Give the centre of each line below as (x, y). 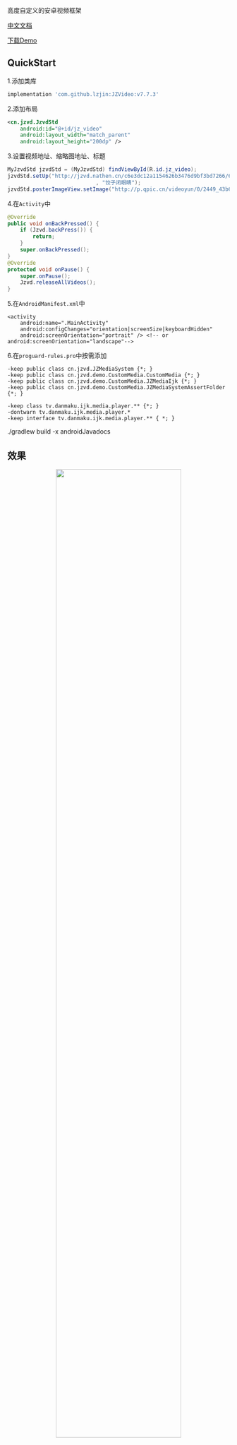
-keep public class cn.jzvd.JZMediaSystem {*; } (80, 369)
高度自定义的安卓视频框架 (44, 10)
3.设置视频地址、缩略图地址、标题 (56, 156)
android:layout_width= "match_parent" (75, 135)
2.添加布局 (23, 109)
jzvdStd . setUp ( (30, 176)
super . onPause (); (45, 276)
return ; (44, 237)
